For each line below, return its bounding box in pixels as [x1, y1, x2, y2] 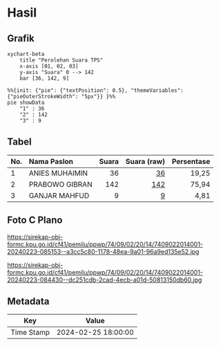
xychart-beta [7, 51, 45, 57]
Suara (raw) [125, 156, 166, 166]
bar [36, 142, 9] [19, 75, 70, 82]
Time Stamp [10, 327, 50, 337]
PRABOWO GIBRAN [28, 179, 93, 189]
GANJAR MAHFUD [28, 190, 90, 200]
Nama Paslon [28, 156, 74, 166]
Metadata [7, 295, 50, 307]
